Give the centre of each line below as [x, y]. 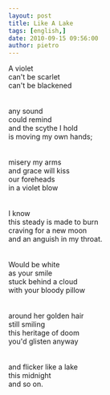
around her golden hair [46, 316]
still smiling [27, 324]
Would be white [34, 265]
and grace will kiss [39, 171]
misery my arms [35, 162]
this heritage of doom [44, 333]
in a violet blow [33, 188]
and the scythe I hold [43, 128]
